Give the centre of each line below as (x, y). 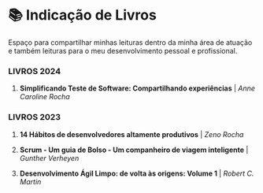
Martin (30, 181)
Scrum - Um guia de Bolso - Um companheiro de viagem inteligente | (134, 150)
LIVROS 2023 (35, 117)
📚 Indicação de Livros (83, 15)
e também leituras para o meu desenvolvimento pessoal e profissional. (123, 50)
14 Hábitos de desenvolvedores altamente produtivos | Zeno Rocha (131, 134)
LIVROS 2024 (35, 71)
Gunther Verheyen (49, 158)
